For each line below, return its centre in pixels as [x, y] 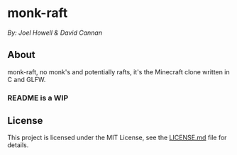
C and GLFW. [27, 79]
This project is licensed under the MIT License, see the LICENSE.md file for [117, 138]
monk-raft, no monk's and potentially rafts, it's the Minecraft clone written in [118, 71]
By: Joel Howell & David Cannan [55, 33]
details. [18, 145]
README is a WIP [38, 98]
